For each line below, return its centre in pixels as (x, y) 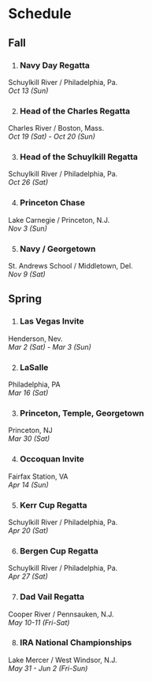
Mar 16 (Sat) (28, 393)
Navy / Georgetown (57, 249)
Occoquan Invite (52, 459)
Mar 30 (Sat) (29, 439)
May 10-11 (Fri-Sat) (39, 622)
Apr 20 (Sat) (28, 530)
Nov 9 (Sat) (27, 274)
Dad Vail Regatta (52, 597)
